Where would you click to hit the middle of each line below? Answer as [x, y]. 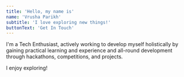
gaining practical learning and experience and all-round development [89, 51]
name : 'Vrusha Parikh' [34, 17]
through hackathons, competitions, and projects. [65, 57]
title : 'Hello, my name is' [40, 11]
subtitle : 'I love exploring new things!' [58, 22]
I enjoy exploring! [27, 68]
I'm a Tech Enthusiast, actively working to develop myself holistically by [92, 44]
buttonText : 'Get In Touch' [40, 28]
